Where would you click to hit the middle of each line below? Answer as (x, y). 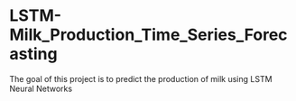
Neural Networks (41, 88)
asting (33, 54)
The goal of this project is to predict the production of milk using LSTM (141, 78)
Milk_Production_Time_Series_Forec (148, 35)
